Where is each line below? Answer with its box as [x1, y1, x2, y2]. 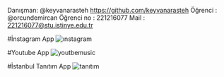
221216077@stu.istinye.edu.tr [7, 21, 93, 29]
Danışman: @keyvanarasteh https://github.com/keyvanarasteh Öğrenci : [7, 6, 218, 14]
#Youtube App [7, 49, 49, 57]
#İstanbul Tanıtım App [7, 62, 71, 70]
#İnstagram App [7, 35, 54, 43]
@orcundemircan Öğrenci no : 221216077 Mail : [7, 13, 146, 22]
